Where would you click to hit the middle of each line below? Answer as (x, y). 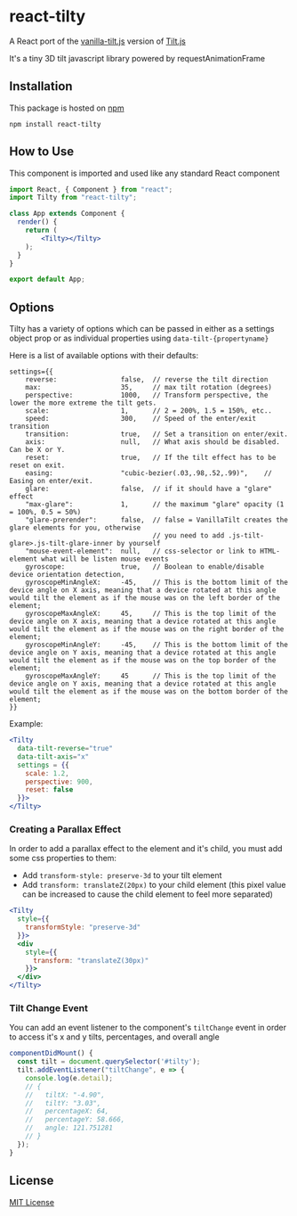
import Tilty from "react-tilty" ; (73, 198)
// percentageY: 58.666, (75, 1120)
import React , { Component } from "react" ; (91, 189)
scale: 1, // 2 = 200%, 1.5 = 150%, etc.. (149, 411)
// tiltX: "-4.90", (65, 1095)
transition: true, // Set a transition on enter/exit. (157, 434)
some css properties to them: (63, 859)
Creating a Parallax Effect (65, 829)
